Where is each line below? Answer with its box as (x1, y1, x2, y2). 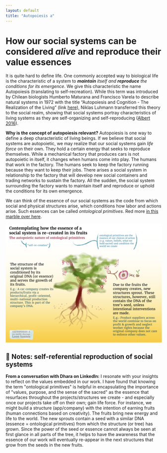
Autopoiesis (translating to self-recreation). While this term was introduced (5, 89, 158, 94)
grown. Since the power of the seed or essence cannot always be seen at (5, 426, 156, 432)
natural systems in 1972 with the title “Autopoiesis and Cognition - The (5, 99, 149, 105)
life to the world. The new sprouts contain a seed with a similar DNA (5, 416, 144, 422)
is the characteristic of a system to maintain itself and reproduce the (5, 78, 148, 84)
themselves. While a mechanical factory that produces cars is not (5, 151, 139, 157)
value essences (5, 56, 72, 68)
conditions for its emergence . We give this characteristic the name (5, 84, 141, 90)
